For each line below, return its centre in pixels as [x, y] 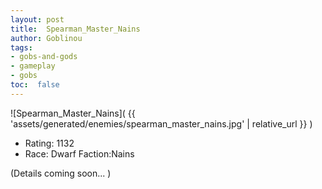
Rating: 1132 [49, 143]
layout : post [37, 19]
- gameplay [33, 66]
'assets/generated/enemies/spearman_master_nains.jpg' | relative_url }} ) [161, 123]
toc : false [35, 85]
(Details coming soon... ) [61, 173]
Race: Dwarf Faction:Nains [79, 153]
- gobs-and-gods [44, 57]
